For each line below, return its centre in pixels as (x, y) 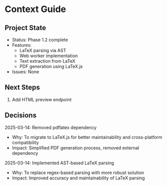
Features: (22, 45)
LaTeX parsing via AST (43, 50)
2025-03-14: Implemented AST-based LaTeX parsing (59, 163)
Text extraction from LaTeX (47, 61)
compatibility (25, 142)
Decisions (21, 116)
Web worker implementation (49, 56)
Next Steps (22, 87)
